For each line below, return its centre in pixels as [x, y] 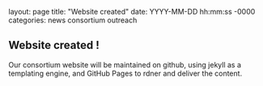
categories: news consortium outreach [73, 20]
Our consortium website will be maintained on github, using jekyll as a [125, 64]
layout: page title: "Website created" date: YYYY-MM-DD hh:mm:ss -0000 [132, 12]
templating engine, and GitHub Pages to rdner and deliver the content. [125, 73]
